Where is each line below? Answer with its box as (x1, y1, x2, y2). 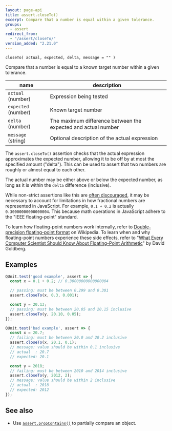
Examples (5, 260, 37, 269)
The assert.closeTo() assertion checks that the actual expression (5, 150, 145, 156)
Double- (134, 224, 151, 230)
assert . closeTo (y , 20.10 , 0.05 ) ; (10, 311, 81, 317)
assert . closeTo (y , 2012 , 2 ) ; (10, 373, 72, 378)
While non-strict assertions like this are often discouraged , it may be (5, 192, 149, 198)
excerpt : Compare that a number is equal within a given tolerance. (5, 17, 155, 22)
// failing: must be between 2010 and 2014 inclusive (10, 368, 127, 374)
